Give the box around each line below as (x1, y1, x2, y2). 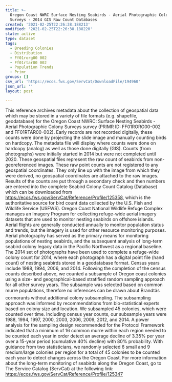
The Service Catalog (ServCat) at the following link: (5, 365, 114, 372)
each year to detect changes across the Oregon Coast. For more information (5, 354, 167, 360)
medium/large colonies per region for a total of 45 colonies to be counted (5, 349, 160, 355)
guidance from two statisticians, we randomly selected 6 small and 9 (5, 344, 150, 350)
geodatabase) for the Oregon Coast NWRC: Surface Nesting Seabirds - (5, 118, 156, 124)
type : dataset (5, 36, 36, 42)
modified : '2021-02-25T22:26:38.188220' (5, 27, 93, 32)
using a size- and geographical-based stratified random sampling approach (5, 276, 165, 282)
